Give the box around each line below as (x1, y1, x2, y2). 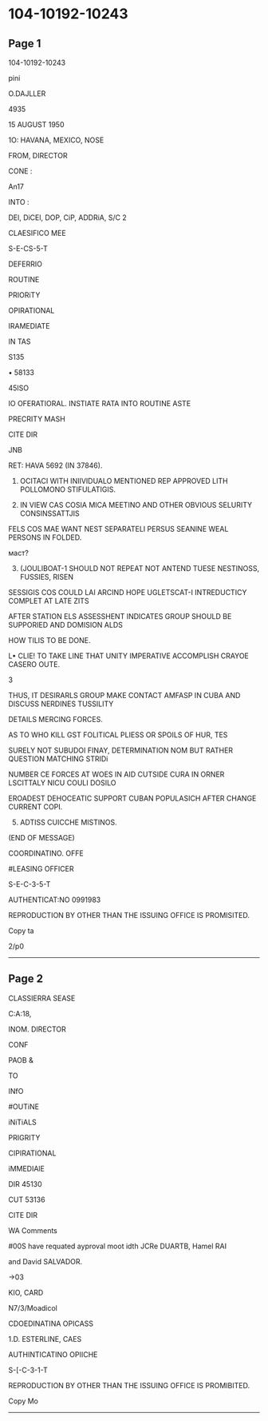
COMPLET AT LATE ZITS (8, 597, 89, 605)
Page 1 (8, 37, 41, 50)
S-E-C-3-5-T (8, 880, 51, 888)
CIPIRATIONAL (8, 1148, 57, 1158)
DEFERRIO (8, 259, 42, 269)
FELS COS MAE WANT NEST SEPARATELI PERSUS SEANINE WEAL (8, 525, 229, 533)
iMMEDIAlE (8, 1164, 45, 1173)
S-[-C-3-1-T (8, 1365, 48, 1375)
